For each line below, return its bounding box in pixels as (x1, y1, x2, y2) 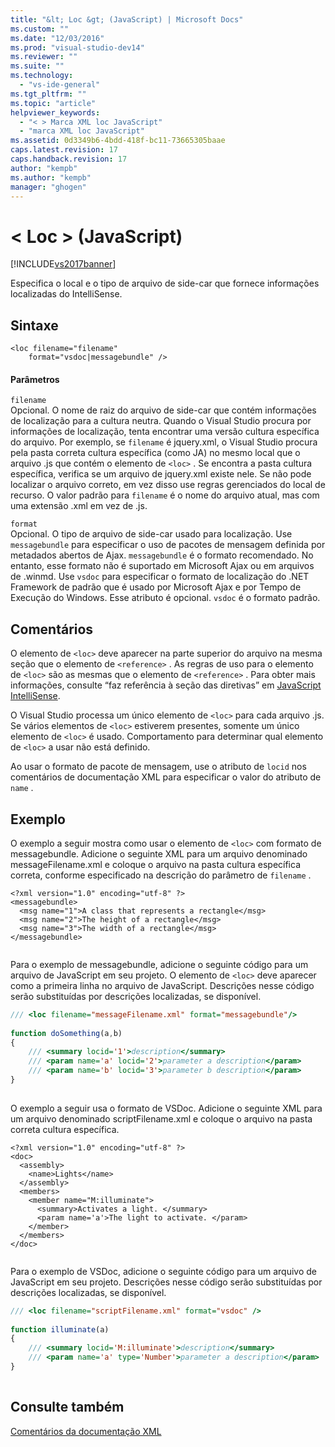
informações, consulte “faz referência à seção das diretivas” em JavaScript (10, 679, 322, 691)
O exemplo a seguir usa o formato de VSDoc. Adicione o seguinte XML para (10, 1102, 323, 1114)
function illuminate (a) (10, 1324, 110, 1335)
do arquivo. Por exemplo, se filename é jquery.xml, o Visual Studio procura (10, 436, 318, 448)
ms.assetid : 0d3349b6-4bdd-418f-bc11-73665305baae (10, 136, 226, 146)
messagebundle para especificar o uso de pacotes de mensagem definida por (10, 539, 326, 551)
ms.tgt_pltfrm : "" (10, 89, 87, 99)
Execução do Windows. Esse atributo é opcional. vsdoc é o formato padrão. (10, 592, 321, 604)
